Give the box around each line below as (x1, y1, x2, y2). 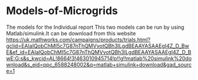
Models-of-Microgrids (6, 4, 118, 18)
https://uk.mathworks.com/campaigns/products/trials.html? (6, 36, 151, 43)
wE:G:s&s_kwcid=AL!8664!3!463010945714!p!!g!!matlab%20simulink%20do (6, 55, 192, 62)
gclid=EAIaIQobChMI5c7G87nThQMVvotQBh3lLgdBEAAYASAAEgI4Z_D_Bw (6, 42, 190, 49)
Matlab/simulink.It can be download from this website (6, 29, 136, 36)
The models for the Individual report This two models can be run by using (6, 24, 184, 31)
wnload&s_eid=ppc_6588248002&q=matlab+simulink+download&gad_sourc (6, 61, 192, 68)
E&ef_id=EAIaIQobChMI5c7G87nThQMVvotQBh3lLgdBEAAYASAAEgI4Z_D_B (6, 48, 192, 55)
